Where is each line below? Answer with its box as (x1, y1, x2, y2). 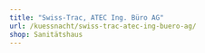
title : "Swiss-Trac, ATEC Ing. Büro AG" (9, 13, 165, 22)
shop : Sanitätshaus (9, 30, 83, 39)
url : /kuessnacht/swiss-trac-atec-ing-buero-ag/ (9, 22, 197, 31)
